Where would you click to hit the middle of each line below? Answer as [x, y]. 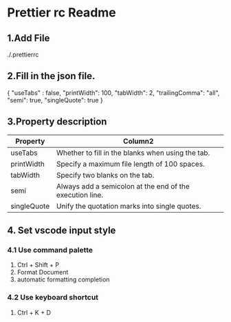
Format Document [43, 272]
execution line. [80, 195]
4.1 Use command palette [50, 250]
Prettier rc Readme [62, 13]
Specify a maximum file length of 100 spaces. [130, 164]
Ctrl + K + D [34, 312]
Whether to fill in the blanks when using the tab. [133, 153]
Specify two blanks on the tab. [105, 175]
